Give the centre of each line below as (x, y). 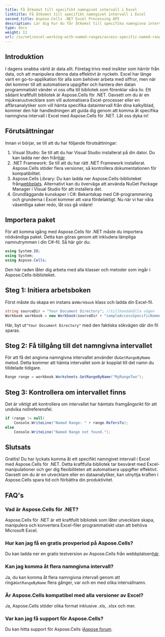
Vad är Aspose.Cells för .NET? (42, 509)
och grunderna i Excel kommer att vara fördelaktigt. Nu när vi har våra (83, 199)
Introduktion (25, 57)
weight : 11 (16, 32)
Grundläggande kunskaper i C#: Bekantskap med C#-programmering (82, 194)
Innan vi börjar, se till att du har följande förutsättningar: (61, 143)
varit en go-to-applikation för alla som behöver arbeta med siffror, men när (81, 79)
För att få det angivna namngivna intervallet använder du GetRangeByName (78, 358)
